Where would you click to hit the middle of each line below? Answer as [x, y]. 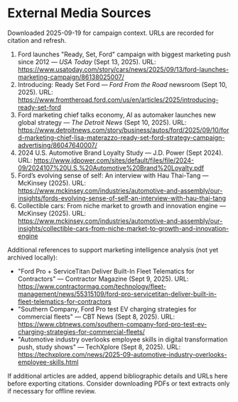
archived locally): [33, 257]
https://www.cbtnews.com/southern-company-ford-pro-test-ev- [112, 324]
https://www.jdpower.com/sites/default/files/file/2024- [114, 160]
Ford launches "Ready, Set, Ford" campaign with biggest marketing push [124, 54]
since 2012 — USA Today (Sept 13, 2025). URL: [87, 61]
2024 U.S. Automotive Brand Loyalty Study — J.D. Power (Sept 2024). [120, 153]
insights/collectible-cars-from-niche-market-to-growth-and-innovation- [123, 228]
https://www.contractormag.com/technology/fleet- [92, 286]
